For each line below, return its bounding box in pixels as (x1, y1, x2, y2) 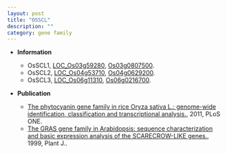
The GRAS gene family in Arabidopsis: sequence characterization (27, 124, 213, 133)
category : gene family (7, 29, 72, 36)
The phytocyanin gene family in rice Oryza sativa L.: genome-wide (27, 102, 217, 111)
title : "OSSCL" (7, 16, 51, 23)
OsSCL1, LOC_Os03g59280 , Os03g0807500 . (27, 61, 155, 69)
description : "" (7, 23, 54, 30)
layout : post (7, 10, 45, 17)
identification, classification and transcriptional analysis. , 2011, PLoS (27, 110, 221, 118)
